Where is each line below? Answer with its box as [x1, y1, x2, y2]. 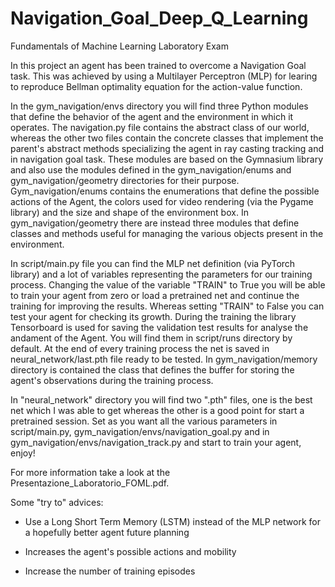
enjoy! [10, 447, 36, 459]
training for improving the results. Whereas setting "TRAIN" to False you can [10, 300, 325, 312]
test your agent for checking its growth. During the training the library [10, 310, 297, 322]
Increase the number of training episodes [24, 565, 196, 577]
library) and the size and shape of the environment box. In [10, 206, 249, 218]
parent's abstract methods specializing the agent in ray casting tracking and [10, 142, 324, 154]
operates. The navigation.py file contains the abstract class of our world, [10, 121, 310, 133]
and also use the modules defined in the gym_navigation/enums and [10, 163, 292, 176]
